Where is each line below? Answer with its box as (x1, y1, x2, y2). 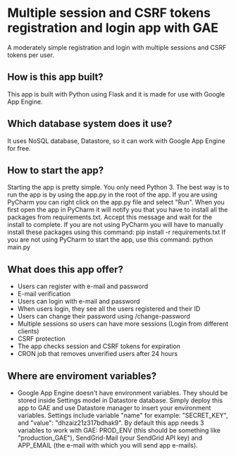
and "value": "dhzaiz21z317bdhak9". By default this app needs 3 (17, 419, 204, 427)
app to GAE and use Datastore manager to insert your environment (17, 404, 211, 412)
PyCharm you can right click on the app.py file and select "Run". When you (7, 198, 225, 207)
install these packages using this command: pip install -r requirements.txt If (7, 228, 226, 237)
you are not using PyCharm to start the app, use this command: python (7, 235, 213, 244)
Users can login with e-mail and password (17, 297, 140, 306)
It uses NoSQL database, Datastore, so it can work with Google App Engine (7, 136, 225, 145)
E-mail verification (17, 290, 71, 298)
